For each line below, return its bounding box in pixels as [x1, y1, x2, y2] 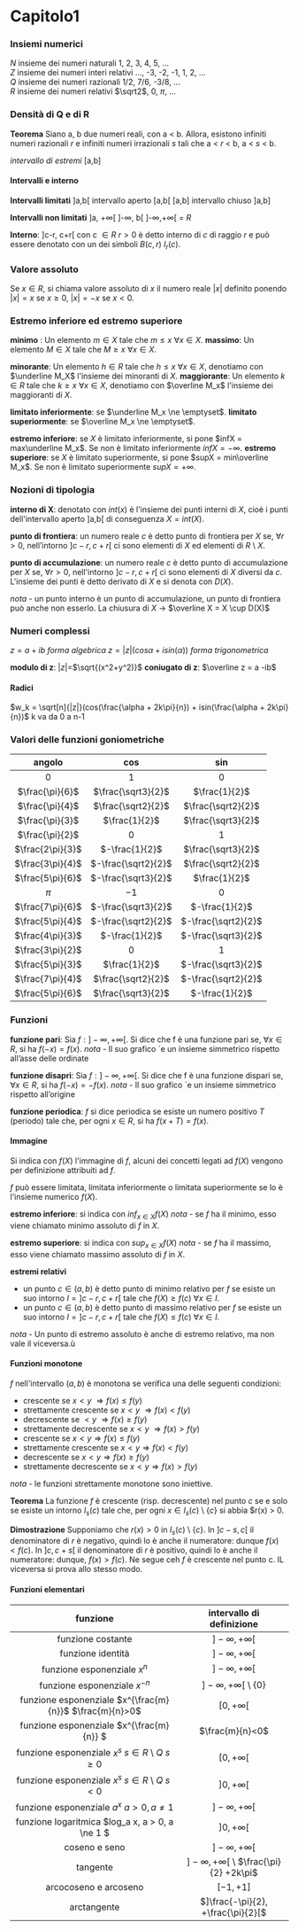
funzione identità [59, 1646, 130, 1659]
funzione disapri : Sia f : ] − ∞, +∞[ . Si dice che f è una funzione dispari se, [10, 1070, 284, 1080]
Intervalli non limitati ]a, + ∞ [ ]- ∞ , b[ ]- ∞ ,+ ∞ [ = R [10, 212, 192, 222]
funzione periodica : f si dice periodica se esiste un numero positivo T [10, 1106, 264, 1117]
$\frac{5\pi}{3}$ [14, 959, 82, 971]
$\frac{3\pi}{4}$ [14, 858, 82, 870]
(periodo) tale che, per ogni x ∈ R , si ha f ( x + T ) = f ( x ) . [10, 1115, 210, 1126]
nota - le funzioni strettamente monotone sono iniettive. [10, 1478, 213, 1489]
